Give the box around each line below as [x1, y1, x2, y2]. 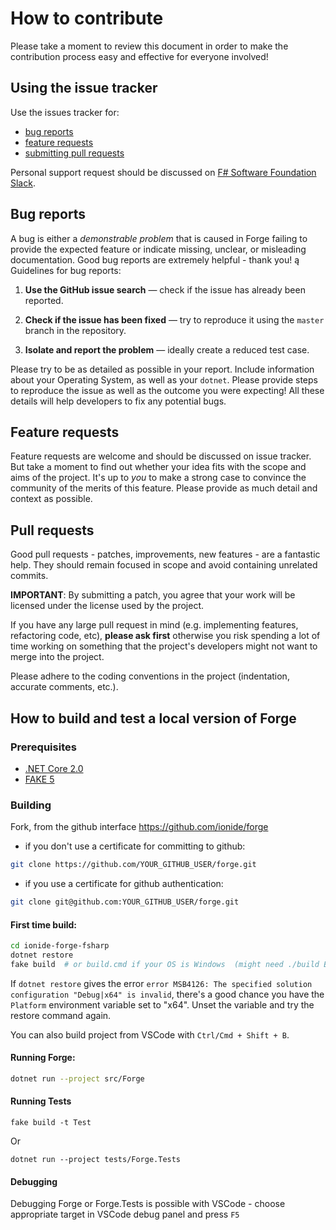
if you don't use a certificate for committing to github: [24, 840, 246, 852]
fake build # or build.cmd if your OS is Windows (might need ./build [10, 959, 320, 969]
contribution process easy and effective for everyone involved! [10, 50, 269, 62]
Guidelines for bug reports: [10, 264, 122, 276]
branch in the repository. [24, 324, 127, 336]
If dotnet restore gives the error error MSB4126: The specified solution [10, 977, 313, 989]
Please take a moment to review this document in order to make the [10, 40, 289, 52]
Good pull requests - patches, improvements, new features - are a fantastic [10, 548, 321, 561]
